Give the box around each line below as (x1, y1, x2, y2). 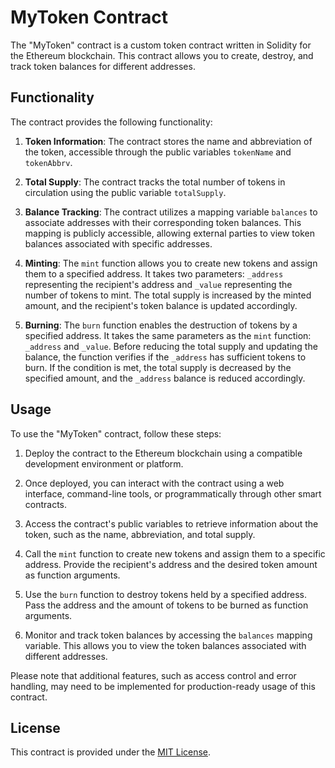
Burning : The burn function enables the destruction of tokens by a (24, 319, 298, 331)
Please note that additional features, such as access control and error (10, 669, 297, 681)
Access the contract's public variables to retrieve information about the (24, 517, 319, 530)
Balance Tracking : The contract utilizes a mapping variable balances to (24, 206, 318, 218)
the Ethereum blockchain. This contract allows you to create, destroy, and (10, 49, 314, 61)
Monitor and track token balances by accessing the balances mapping (24, 629, 313, 641)
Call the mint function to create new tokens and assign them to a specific (24, 547, 326, 560)
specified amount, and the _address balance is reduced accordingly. (24, 372, 306, 384)
